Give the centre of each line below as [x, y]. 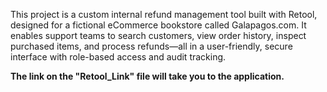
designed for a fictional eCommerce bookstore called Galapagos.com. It [158, 25]
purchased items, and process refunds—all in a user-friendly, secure [151, 46]
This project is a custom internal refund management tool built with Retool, [164, 14]
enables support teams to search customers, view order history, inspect [158, 35]
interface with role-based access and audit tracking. [118, 57]
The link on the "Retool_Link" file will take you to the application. [147, 76]
